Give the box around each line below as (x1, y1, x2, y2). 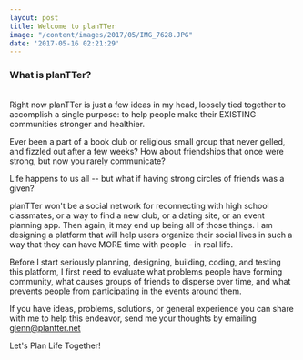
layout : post (9, 13, 59, 23)
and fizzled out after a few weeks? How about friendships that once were (9, 145, 284, 156)
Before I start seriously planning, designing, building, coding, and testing (9, 256, 282, 267)
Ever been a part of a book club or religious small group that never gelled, (9, 135, 286, 146)
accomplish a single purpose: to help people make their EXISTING (9, 108, 257, 119)
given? (9, 183, 35, 194)
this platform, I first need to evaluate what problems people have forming (9, 265, 283, 277)
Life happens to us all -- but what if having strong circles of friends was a (9, 173, 285, 184)
